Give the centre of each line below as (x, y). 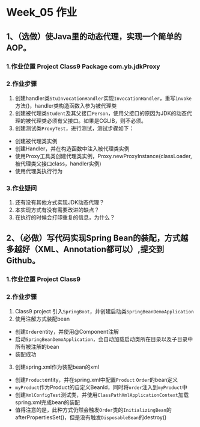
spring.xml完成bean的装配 (47, 402)
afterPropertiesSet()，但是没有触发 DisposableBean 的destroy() (91, 417)
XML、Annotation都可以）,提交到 (101, 249)
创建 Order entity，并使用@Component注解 (67, 331)
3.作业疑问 (22, 188)
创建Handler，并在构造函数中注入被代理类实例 (72, 149)
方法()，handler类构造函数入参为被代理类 (66, 105)
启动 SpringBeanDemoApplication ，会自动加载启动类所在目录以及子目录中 (104, 339)
